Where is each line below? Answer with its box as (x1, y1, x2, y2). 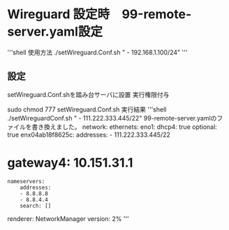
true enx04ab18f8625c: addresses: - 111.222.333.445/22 (7, 130, 171, 139)
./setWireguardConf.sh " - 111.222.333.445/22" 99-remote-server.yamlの (7, 114, 217, 122)
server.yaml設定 (7, 24, 103, 40)
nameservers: (7, 178, 45, 185)
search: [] (20, 202, 52, 209)
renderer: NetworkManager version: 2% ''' (7, 214, 129, 223)
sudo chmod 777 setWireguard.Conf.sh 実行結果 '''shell (7, 105, 167, 114)
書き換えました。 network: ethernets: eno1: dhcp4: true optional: (31, 123, 218, 131)
